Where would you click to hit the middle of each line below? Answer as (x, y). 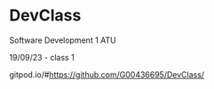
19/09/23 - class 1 (42, 57)
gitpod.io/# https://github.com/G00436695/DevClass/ (107, 74)
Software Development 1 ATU (63, 40)
